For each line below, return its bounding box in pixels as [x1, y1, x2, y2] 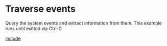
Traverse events [5, 3, 76, 15]
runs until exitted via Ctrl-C [5, 25, 62, 31]
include [5, 35, 21, 41]
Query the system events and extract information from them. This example [5, 20, 162, 26]
